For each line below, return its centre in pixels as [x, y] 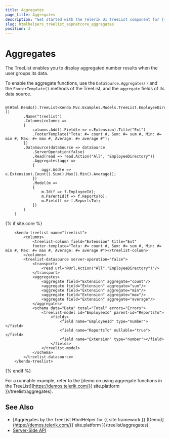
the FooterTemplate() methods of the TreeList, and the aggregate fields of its [85, 89]
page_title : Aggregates [30, 15]
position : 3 [18, 29]
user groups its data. [27, 74]
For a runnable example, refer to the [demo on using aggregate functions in [84, 381]
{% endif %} [18, 371]
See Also [19, 407]
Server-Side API [29, 430]
